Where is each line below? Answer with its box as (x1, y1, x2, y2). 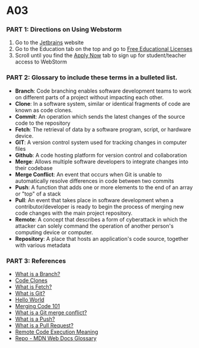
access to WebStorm (14, 58, 68, 65)
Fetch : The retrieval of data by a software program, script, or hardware (14, 125, 191, 133)
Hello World (14, 296, 45, 303)
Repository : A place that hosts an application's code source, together (14, 235, 189, 242)
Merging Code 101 (14, 303, 60, 310)
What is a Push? (14, 315, 55, 323)
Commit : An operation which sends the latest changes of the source (14, 113, 185, 120)
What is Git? (14, 290, 45, 297)
